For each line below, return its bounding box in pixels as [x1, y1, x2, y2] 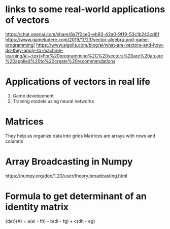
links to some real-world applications [5, 4, 165, 15]
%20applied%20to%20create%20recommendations [5, 58, 116, 64]
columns [5, 138, 23, 144]
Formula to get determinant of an [5, 190, 147, 202]
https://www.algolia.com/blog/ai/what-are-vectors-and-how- [36, 42, 164, 48]
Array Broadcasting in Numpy [5, 156, 133, 167]
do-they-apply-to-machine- [5, 47, 63, 53]
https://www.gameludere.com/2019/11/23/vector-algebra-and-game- [5, 37, 150, 43]
